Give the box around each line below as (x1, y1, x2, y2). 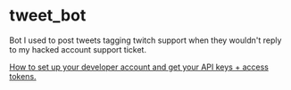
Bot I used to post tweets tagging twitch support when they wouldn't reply (9, 35, 282, 45)
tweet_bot (9, 5, 87, 26)
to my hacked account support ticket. (9, 44, 147, 54)
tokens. (9, 70, 37, 81)
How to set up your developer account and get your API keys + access (9, 61, 270, 72)
